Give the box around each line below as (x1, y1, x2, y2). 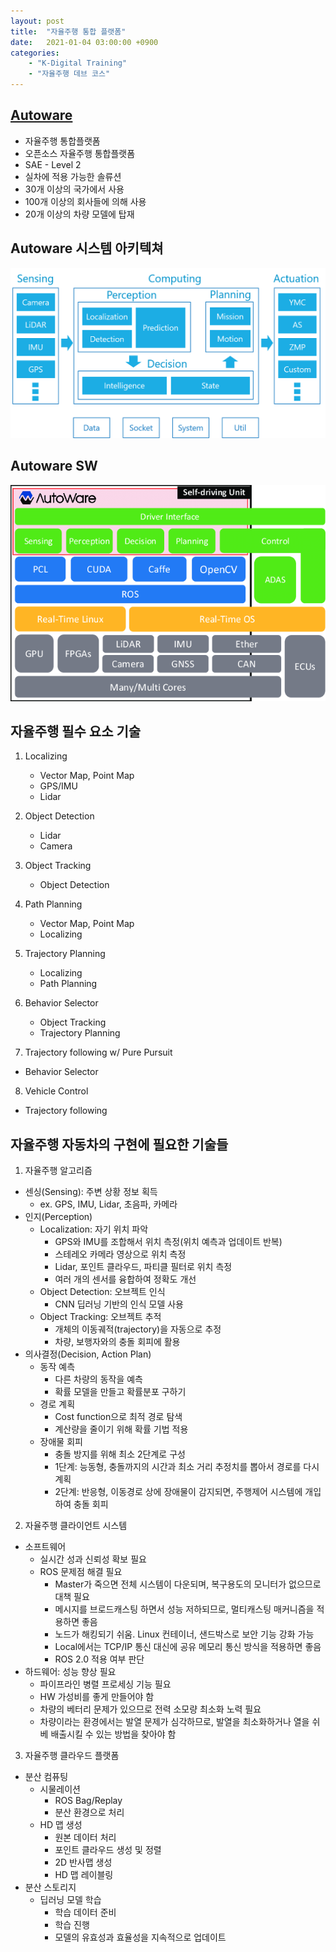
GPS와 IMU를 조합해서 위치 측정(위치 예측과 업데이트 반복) (54, 1236, 283, 1248)
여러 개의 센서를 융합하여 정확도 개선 (54, 1273, 197, 1285)
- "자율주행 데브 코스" (28, 69, 111, 79)
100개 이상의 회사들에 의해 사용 (24, 195, 147, 207)
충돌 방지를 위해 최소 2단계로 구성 (54, 1448, 186, 1460)
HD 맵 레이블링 (54, 1869, 114, 1881)
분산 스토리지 (24, 1881, 77, 1894)
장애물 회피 (39, 1436, 83, 1448)
